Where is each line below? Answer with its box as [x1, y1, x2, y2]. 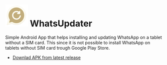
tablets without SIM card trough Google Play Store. [5, 45, 110, 51]
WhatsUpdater [30, 18, 93, 29]
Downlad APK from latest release [12, 54, 81, 61]
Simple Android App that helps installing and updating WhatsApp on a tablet [5, 34, 162, 40]
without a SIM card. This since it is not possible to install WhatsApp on [5, 39, 150, 46]
